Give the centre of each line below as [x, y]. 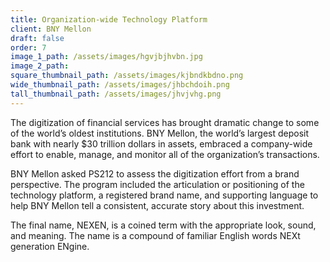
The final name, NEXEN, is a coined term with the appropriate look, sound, [163, 225]
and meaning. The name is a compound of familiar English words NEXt [155, 235]
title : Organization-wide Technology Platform [109, 19]
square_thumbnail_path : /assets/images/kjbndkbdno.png [127, 76]
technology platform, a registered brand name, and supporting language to [164, 195]
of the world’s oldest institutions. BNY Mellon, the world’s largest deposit [160, 133]
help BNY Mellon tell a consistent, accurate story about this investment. [157, 205]
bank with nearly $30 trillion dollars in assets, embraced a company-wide [161, 143]
